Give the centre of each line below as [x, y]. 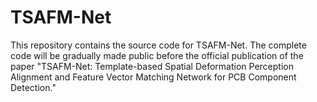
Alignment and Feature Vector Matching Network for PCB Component [153, 77]
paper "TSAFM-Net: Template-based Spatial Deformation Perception [152, 66]
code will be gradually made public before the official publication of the [157, 55]
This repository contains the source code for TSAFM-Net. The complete [158, 45]
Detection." [33, 87]
